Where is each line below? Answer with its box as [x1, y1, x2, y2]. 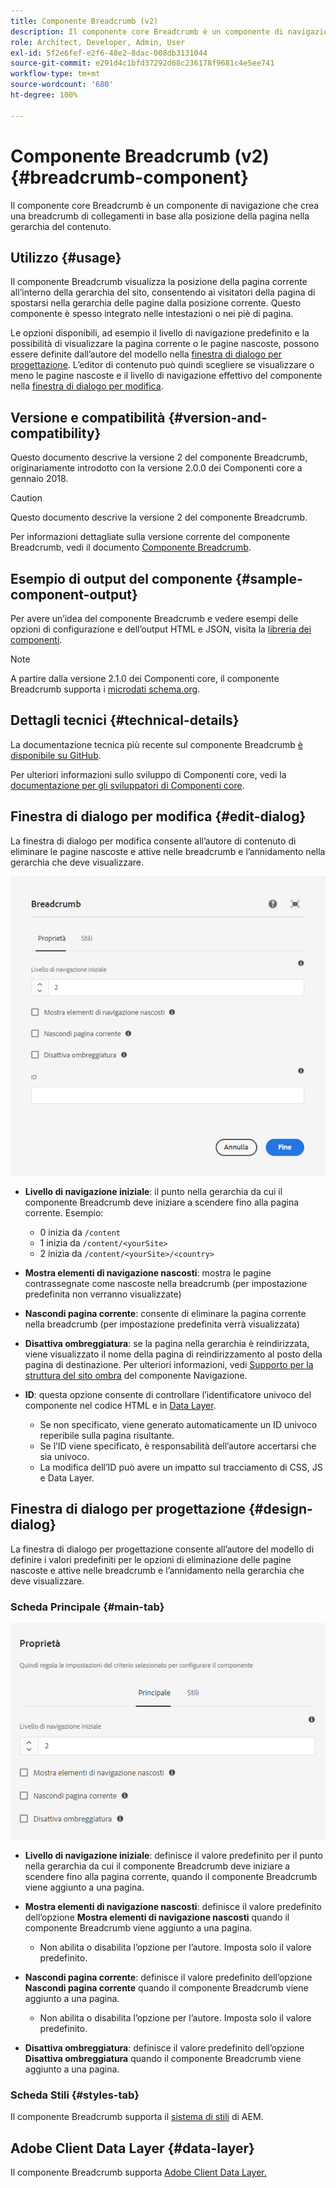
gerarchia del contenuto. [10, 220, 112, 232]
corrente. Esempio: [24, 1206, 104, 1219]
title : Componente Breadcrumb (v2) [10, 16, 159, 26]
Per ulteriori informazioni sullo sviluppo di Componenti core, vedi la [10, 768, 287, 780]
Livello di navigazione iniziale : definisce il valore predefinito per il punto [24, 1850, 324, 1862]
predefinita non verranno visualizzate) [24, 1288, 182, 1300]
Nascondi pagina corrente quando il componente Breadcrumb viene [24, 1982, 309, 1994]
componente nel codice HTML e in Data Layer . [24, 1399, 217, 1411]
